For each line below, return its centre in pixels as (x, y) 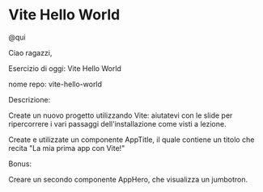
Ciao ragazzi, (30, 52)
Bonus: (20, 164)
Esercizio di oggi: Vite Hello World (65, 68)
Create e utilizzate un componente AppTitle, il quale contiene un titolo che (131, 140)
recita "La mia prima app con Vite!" (67, 148)
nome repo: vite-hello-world (55, 84)
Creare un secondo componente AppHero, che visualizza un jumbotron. (128, 179)
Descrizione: (30, 99)
